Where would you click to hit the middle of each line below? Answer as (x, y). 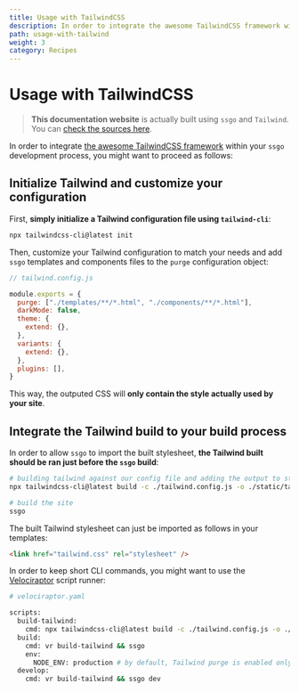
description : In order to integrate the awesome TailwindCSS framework (145, 26)
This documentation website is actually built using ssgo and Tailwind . (160, 119)
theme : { (33, 319)
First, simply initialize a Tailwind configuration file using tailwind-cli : (140, 218)
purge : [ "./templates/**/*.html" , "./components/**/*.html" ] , (135, 302)
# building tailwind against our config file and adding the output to (145, 479)
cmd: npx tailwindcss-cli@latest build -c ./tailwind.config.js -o (153, 630)
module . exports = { (45, 294)
